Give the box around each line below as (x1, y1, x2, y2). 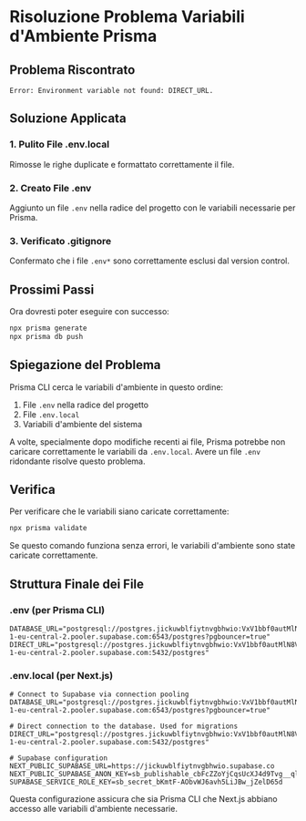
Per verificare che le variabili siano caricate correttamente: (9, 506, 229, 517)
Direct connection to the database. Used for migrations (17, 722, 239, 731)
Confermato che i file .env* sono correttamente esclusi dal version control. (9, 255, 290, 266)
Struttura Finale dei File (9, 576, 144, 591)
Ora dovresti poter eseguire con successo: (9, 306, 170, 317)
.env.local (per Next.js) (9, 669, 114, 682)
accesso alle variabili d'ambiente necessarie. (9, 804, 178, 815)
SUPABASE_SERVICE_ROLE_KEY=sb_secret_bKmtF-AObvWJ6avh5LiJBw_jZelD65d (9, 777, 283, 787)
